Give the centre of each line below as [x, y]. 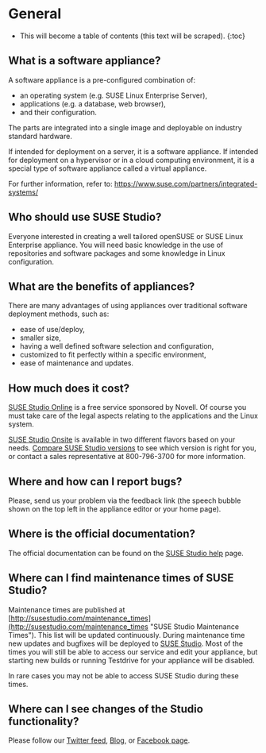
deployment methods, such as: [59, 314]
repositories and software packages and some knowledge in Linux [117, 253]
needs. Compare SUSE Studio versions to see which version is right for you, [132, 448]
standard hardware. [40, 136]
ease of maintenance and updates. [76, 363]
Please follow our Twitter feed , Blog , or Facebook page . [99, 740]
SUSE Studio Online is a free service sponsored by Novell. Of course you [127, 407]
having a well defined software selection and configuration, [117, 346]
